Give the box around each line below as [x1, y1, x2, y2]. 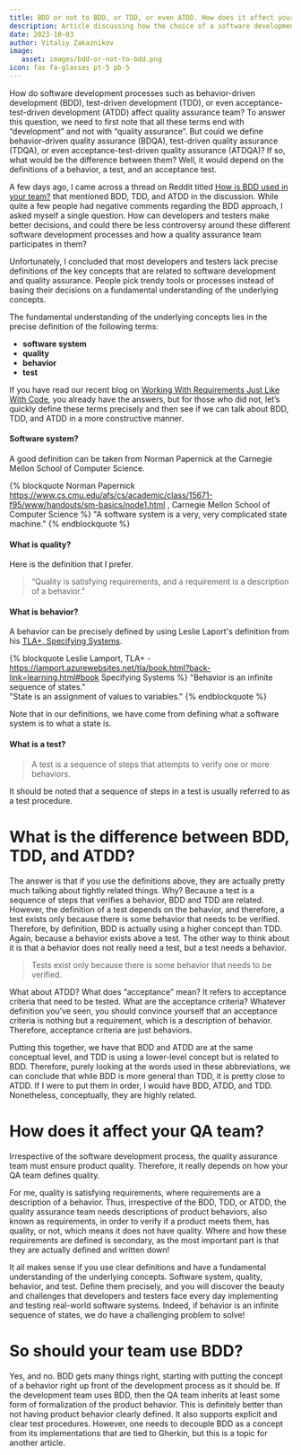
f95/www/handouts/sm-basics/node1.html [9, 500, 166, 510]
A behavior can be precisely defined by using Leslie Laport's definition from [9, 626, 289, 637]
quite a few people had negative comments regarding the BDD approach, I [9, 200, 284, 211]
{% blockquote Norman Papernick [9, 481, 136, 492]
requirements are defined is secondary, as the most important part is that [9, 1234, 279, 1245]
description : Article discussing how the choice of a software [9, 22, 251, 30]
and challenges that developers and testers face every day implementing [9, 1290, 279, 1301]
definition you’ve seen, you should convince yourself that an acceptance [9, 1006, 278, 1016]
